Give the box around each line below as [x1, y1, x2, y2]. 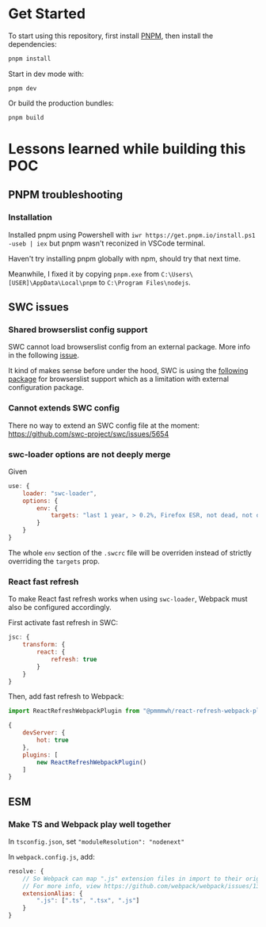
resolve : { [8, 867, 44, 875]
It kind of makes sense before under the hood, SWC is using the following [8, 366, 249, 376]
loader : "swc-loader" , [22, 489, 97, 498]
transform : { [22, 641, 66, 649]
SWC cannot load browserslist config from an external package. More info [8, 342, 251, 352]
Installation [8, 212, 53, 223]
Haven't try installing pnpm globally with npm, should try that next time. [8, 254, 241, 263]
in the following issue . [8, 350, 79, 360]
